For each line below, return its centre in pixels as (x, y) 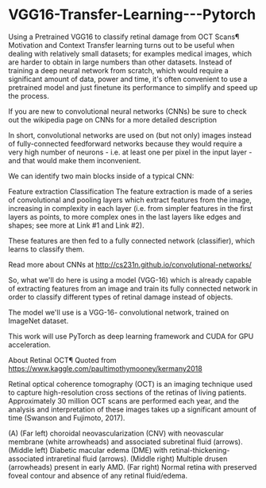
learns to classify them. (46, 249)
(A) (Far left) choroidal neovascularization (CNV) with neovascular (116, 433)
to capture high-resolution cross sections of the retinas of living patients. (127, 392)
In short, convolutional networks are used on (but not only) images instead (130, 135)
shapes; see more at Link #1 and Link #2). (76, 225)
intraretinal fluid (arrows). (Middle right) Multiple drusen (137, 459)
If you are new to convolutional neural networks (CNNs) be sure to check (128, 111)
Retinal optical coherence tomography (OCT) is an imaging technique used (130, 384)
